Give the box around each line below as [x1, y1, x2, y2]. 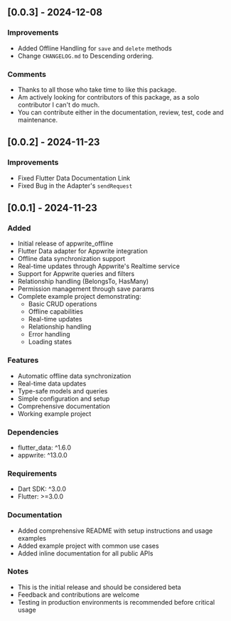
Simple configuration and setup [17, 394, 110, 403]
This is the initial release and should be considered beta [17, 583, 181, 591]
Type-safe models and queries [17, 386, 108, 395]
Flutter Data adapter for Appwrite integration [17, 247, 148, 255]
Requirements [7, 468, 58, 478]
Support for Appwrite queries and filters [17, 270, 135, 278]
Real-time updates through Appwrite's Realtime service [17, 262, 180, 270]
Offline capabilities [28, 307, 84, 316]
